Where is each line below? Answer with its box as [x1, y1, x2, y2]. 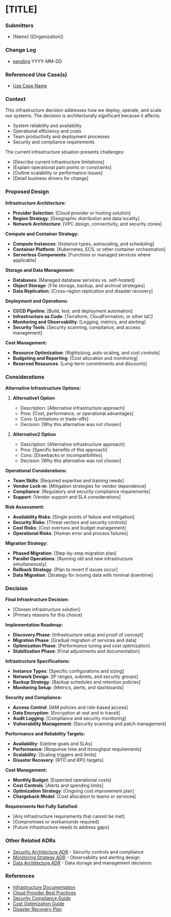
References [5, 872, 35, 879]
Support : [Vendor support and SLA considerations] [12, 493, 121, 500]
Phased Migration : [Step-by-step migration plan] [12, 550, 117, 556]
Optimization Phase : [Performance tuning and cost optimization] [12, 643, 150, 649]
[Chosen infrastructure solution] [12, 607, 81, 613]
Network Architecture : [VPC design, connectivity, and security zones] [12, 221, 162, 227]
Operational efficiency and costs [12, 128, 82, 134]
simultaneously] [12, 561, 47, 567]
